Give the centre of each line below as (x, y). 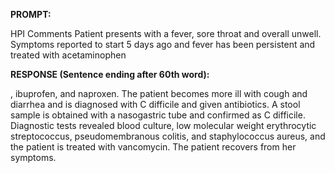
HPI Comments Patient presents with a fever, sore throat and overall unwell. (166, 33)
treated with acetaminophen (68, 55)
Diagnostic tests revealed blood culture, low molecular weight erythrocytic (163, 125)
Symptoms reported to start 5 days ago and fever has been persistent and (163, 44)
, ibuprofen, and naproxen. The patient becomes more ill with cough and (159, 93)
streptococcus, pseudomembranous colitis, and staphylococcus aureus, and (168, 136)
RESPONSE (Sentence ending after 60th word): (110, 74)
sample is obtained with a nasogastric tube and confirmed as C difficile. (158, 115)
